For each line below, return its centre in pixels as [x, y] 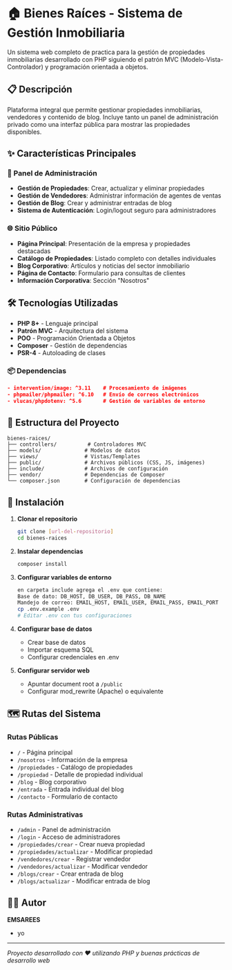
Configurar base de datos [55, 629]
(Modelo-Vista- [202, 59]
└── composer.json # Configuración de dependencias [94, 481]
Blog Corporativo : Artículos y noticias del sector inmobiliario [103, 266]
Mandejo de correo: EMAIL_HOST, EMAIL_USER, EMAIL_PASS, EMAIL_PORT [118, 603]
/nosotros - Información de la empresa [72, 759]
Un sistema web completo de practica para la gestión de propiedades [106, 52]
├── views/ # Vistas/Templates [74, 457]
